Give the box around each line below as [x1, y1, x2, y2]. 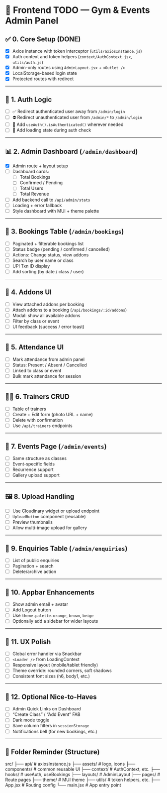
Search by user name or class [12, 257, 74, 263]
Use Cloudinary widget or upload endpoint [12, 508, 100, 514]
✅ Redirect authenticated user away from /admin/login [12, 109, 125, 114]
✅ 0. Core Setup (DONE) [5, 35, 81, 43]
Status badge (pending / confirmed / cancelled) [12, 246, 110, 252]
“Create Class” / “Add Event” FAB [12, 711, 81, 717]
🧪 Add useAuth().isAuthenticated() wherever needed [12, 121, 124, 127]
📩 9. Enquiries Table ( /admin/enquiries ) [5, 544, 128, 553]
